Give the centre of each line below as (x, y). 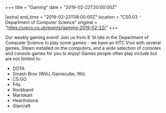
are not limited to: (23, 59)
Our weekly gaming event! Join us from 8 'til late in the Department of (77, 37)
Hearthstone (25, 100)
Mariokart (22, 95)
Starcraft (21, 106)
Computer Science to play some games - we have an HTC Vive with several (83, 43)
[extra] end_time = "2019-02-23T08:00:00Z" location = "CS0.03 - (73, 17)
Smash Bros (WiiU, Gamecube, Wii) (49, 74)
